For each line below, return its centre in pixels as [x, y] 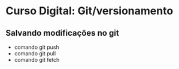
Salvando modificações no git [62, 33]
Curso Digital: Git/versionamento [89, 11]
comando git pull [35, 54]
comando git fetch [37, 60]
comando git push [37, 47]
